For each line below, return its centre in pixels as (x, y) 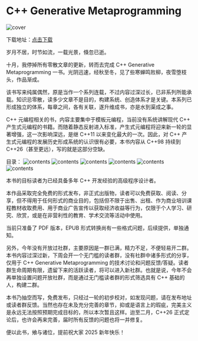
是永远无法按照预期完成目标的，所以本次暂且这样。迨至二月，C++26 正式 (95, 312)
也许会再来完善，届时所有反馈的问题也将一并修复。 (83, 319)
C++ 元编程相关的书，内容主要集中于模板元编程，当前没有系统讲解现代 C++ (98, 119)
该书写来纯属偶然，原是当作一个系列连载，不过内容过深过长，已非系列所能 (96, 92)
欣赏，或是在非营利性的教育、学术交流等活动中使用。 (81, 215)
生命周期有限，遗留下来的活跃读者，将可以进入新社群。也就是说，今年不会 (101, 270)
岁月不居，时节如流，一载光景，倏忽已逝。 (58, 52)
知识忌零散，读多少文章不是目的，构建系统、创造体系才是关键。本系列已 (104, 99)
